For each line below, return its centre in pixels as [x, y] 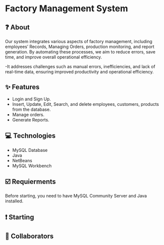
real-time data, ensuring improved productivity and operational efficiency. [80, 72]
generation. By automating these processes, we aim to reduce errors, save [80, 52]
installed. [14, 201]
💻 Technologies [30, 136]
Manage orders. [28, 114]
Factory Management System [67, 9]
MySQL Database [30, 150]
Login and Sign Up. [32, 99]
